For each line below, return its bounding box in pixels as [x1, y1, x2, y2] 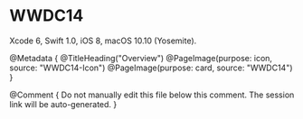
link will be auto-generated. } [9, 98, 118, 109]
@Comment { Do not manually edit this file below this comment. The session [9, 89, 295, 100]
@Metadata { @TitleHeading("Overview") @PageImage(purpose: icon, [9, 52, 273, 63]
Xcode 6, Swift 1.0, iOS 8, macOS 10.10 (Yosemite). [9, 35, 197, 46]
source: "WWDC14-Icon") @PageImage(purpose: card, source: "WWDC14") [9, 62, 293, 73]
